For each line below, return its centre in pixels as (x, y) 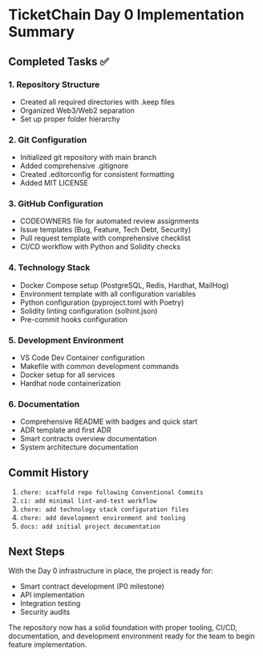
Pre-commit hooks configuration (74, 319)
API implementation (52, 594)
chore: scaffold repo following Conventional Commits (111, 493)
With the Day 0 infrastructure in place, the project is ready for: (111, 570)
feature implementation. (48, 644)
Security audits (45, 612)
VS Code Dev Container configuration (82, 358)
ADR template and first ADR (65, 430)
